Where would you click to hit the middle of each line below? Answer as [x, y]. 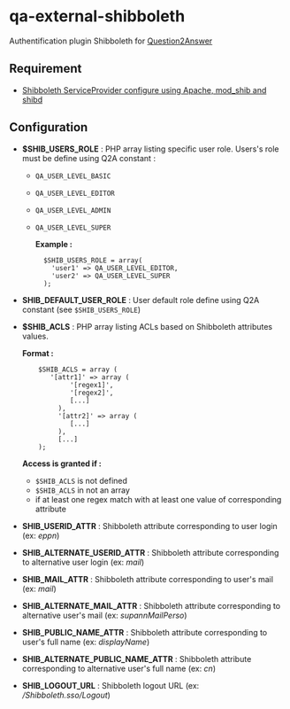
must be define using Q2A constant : [89, 158]
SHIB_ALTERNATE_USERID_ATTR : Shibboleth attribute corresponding [150, 552]
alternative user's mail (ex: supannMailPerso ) [104, 615]
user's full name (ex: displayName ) [86, 642]
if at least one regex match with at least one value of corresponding [158, 499]
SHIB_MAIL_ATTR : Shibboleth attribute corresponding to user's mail [148, 579]
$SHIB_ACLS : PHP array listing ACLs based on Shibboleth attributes [147, 326]
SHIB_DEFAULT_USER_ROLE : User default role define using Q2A [141, 300]
